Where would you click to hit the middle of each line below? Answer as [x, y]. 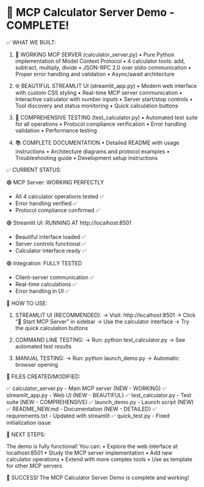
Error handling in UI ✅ [42, 291]
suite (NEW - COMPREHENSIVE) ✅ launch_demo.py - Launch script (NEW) [100, 402]
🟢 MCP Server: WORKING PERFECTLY [55, 182]
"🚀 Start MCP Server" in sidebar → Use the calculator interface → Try [102, 321]
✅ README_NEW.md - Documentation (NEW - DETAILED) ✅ [82, 409]
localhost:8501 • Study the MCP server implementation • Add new [89, 453]
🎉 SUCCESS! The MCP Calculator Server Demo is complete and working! [98, 477]
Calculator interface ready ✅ [51, 250]
